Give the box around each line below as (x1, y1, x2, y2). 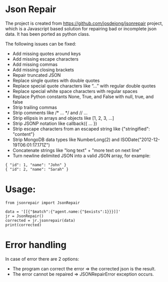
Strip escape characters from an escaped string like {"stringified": (12, 125, 150, 132)
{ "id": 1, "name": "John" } (5, 162, 67, 167)
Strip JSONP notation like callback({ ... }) (12, 120, 97, 126)
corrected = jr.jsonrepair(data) (5, 218, 76, 223)
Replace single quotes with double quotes (12, 77, 100, 83)
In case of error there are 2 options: (5, 256, 79, 262)
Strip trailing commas (12, 104, 57, 110)
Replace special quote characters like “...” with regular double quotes (12, 82, 156, 89)
